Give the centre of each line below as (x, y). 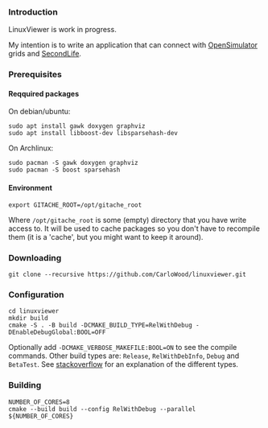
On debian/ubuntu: (39, 112)
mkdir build (28, 319)
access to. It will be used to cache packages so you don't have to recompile (134, 228)
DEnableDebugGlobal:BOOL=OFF (57, 332)
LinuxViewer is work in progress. (62, 30)
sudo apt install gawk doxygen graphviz (77, 126)
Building (25, 385)
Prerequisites (35, 75)
